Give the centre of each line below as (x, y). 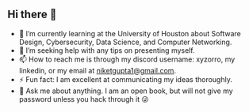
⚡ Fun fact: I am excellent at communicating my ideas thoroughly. (126, 79)
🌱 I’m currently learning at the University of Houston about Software (130, 33)
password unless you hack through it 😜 (84, 99)
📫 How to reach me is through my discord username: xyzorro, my (127, 59)
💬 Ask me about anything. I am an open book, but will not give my (126, 91)
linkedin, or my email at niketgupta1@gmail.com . (97, 70)
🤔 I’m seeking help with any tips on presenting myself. (107, 50)
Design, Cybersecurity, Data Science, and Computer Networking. (125, 42)
